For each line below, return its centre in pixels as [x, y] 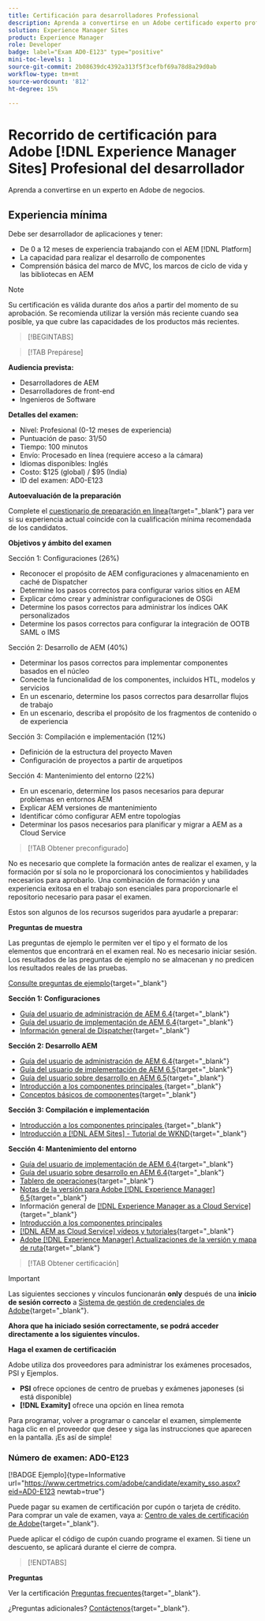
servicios [34, 688]
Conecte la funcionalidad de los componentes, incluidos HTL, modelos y [137, 680]
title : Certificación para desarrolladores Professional [104, 15]
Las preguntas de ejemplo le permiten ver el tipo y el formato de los [118, 943]
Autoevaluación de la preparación [65, 496]
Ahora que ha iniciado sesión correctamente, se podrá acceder [114, 1326]
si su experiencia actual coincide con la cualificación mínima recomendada [130, 519]
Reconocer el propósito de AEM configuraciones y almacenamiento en [134, 573]
